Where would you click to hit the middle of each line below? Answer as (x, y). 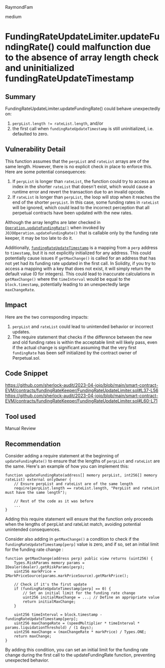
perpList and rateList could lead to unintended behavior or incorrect (83, 326)
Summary (20, 96)
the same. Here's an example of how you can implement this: (67, 466)
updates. (21, 332)
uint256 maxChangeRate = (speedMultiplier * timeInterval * (77, 624)
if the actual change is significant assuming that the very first (74, 347)
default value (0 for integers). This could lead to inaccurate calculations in (80, 274)
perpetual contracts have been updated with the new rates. (72, 213)
